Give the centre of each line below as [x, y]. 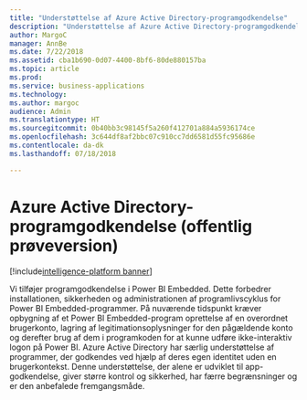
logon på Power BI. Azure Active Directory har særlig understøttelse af [142, 347]
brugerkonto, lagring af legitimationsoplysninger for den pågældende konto [152, 327]
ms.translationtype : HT [55, 120]
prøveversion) [64, 245]
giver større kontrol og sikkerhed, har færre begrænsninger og [180, 376]
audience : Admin [40, 111]
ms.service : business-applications [77, 86]
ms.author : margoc [44, 103]
